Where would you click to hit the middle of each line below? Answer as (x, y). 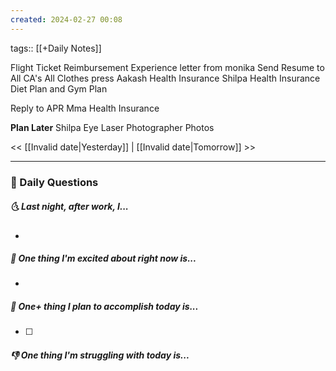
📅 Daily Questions (54, 182)
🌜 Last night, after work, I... (69, 207)
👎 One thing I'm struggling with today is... (100, 355)
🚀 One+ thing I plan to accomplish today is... (104, 307)
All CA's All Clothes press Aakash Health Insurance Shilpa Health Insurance (165, 78)
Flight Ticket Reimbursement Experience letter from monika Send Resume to (167, 67)
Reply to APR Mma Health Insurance (85, 108)
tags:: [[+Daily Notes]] (56, 48)
